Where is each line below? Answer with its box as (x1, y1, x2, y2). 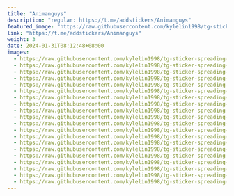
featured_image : (7, 23, 54, 30)
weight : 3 (7, 36, 36, 43)
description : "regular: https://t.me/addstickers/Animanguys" (7, 17, 192, 24)
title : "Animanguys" (7, 10, 68, 17)
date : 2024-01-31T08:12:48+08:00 (7, 42, 104, 49)
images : (7, 49, 30, 56)
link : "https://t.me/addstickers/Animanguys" (7, 29, 141, 37)
